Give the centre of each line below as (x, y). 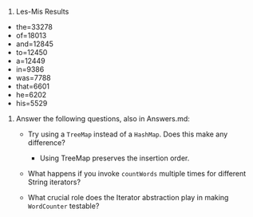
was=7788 (34, 78)
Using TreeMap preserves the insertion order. (115, 158)
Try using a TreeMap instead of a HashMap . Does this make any (128, 134)
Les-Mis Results (42, 12)
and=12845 (35, 44)
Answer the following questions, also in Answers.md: (103, 118)
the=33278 (34, 27)
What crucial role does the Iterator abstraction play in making (128, 197)
